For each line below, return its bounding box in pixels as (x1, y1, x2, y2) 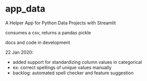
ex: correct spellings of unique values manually (12, 64, 112, 70)
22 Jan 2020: (5, 49, 34, 55)
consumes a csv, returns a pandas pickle (5, 29, 92, 35)
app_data (5, 3, 46, 15)
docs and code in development (5, 39, 70, 46)
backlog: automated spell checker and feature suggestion (12, 69, 134, 76)
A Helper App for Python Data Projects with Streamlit (5, 20, 116, 26)
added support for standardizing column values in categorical (12, 59, 142, 65)
